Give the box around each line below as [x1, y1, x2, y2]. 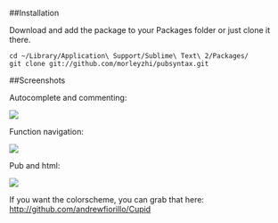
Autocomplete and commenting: [9, 93, 127, 103]
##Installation [9, 8, 60, 18]
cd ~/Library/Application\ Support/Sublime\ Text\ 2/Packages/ [9, 52, 249, 61]
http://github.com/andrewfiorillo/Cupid [9, 204, 151, 214]
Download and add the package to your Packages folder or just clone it [9, 25, 271, 35]
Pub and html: [9, 161, 61, 170]
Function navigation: [9, 127, 85, 136]
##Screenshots [9, 75, 66, 86]
